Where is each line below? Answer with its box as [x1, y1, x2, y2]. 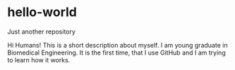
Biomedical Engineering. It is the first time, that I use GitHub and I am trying [7, 48, 226, 57]
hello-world [7, 4, 78, 20]
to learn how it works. [7, 55, 71, 64]
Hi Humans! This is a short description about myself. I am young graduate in [7, 41, 228, 49]
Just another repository [7, 27, 76, 36]
